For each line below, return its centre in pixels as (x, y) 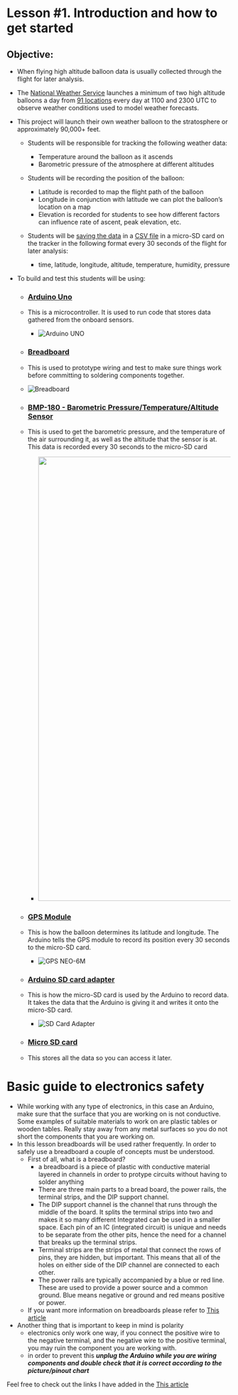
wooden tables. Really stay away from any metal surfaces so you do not (122, 1129)
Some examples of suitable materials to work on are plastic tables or (117, 1121)
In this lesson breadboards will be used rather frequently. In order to (117, 1144)
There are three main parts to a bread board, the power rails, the (132, 1189)
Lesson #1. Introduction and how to (112, 13)
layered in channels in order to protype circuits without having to (132, 1174)
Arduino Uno (50, 296)
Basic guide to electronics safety (106, 1086)
